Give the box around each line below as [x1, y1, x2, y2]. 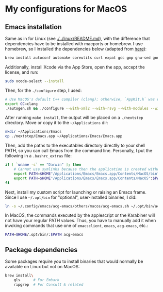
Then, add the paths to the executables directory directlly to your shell [5, 142, 146, 149]
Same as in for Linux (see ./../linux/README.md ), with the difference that [5, 35, 150, 41]
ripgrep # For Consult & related [14, 282, 83, 287]
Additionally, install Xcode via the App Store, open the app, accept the [5, 64, 145, 70]
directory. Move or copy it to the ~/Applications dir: [5, 120, 109, 126]
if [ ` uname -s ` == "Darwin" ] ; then [5, 162, 81, 167]
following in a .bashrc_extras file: [5, 153, 72, 159]
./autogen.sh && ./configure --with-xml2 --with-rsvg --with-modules [5, 106, 149, 111]
